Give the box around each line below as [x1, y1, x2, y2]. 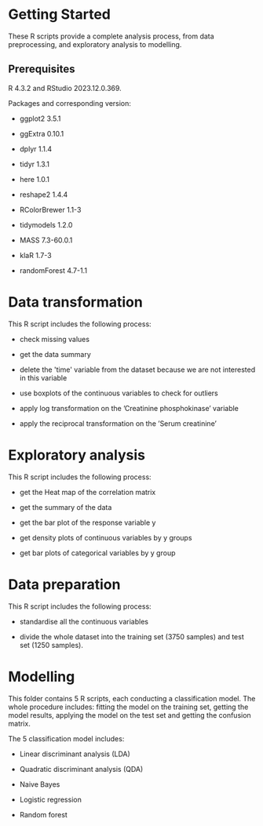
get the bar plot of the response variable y [19, 518, 156, 527]
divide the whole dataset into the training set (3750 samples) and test [19, 631, 245, 641]
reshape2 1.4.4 [19, 190, 68, 199]
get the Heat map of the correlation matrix [19, 487, 156, 497]
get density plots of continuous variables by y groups [19, 533, 192, 542]
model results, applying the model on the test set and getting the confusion [8, 710, 251, 719]
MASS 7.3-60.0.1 [19, 235, 73, 245]
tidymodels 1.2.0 [19, 220, 73, 229]
